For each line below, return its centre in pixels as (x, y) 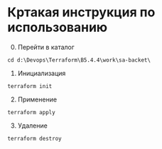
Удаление (32, 126)
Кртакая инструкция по (81, 12)
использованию (58, 27)
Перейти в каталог (46, 47)
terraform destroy (34, 138)
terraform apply (31, 112)
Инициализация (42, 73)
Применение (37, 99)
